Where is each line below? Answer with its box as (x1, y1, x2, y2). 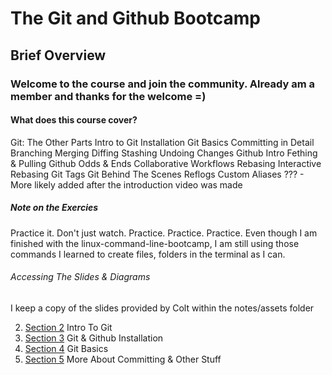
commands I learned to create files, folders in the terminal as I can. (10, 248, 286, 260)
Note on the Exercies (10, 202, 99, 214)
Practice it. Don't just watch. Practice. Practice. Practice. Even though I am (10, 227, 318, 239)
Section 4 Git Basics (24, 342, 109, 354)
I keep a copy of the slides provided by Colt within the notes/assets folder (10, 302, 315, 314)
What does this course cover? (10, 114, 138, 126)
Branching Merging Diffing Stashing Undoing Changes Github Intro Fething (10, 147, 318, 159)
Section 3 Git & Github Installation (24, 332, 164, 344)
